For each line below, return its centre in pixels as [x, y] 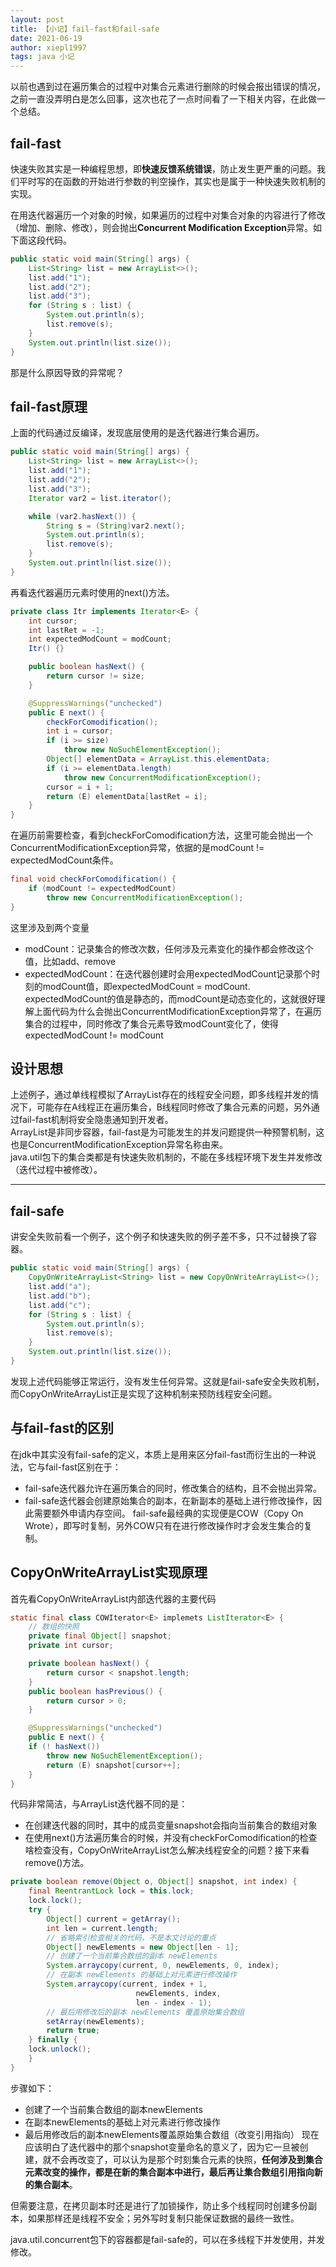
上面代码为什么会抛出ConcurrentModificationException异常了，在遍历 [177, 1011]
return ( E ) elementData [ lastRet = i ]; [127, 796]
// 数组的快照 [54, 1627]
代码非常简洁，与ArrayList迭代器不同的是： [99, 1804]
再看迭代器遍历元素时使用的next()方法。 [92, 592]
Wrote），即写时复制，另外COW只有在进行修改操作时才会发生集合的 [164, 1525]
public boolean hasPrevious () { [95, 1691]
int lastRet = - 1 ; [66, 630]
